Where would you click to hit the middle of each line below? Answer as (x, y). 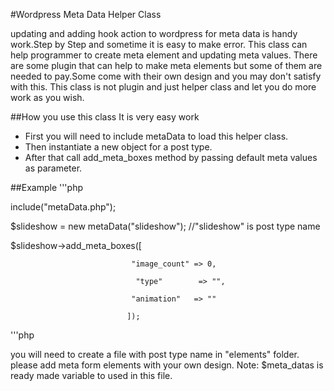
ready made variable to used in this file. (91, 375)
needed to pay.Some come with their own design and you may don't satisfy (166, 76)
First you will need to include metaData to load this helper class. (156, 136)
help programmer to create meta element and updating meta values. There (164, 55)
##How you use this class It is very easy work (105, 117)
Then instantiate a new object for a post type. (118, 147)
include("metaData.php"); (63, 207)
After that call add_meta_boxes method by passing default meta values (171, 157)
